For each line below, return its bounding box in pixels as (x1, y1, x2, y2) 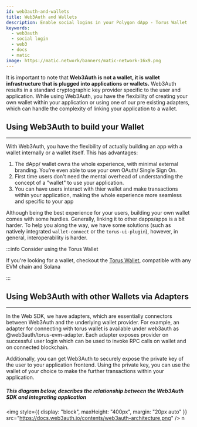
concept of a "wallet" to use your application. (14, 179, 124, 187)
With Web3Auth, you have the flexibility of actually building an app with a (6, 143, 183, 150)
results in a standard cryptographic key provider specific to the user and (6, 86, 181, 93)
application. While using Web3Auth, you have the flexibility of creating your (6, 92, 188, 100)
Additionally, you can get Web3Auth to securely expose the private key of (6, 355, 184, 362)
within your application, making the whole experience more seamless (14, 192, 182, 199)
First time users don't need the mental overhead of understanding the (14, 173, 184, 180)
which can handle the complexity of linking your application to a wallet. (6, 105, 178, 112)
